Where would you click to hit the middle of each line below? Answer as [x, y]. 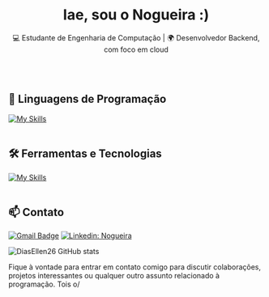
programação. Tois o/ [44, 284]
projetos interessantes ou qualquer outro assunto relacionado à [114, 276]
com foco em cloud [136, 49]
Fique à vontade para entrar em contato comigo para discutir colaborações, [135, 267]
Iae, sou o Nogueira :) [136, 15]
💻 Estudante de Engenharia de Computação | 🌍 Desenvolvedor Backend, [136, 37]
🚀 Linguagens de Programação [88, 99]
